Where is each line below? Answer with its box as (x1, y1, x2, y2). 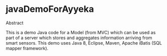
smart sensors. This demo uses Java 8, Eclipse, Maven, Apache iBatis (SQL (6, 40, 162, 46)
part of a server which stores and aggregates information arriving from (6, 35, 152, 41)
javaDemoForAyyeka (6, 3, 95, 15)
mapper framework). (6, 45, 49, 51)
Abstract (6, 20, 24, 26)
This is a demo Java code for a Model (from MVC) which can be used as (6, 29, 156, 35)
